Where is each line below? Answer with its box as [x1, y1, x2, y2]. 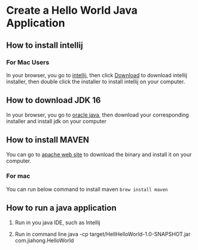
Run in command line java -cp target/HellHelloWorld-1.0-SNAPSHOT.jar [14, 230, 191, 237]
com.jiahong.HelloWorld [14, 237, 74, 244]
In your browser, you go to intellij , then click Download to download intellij [6, 71, 187, 78]
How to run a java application [6, 203, 117, 213]
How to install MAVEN [6, 135, 90, 145]
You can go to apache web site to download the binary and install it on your [6, 151, 192, 158]
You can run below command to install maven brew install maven [6, 185, 169, 193]
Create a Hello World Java [6, 4, 138, 17]
